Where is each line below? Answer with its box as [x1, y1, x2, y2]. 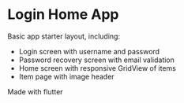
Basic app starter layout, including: [7, 31, 120, 41]
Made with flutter [7, 86, 64, 96]
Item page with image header [18, 72, 115, 81]
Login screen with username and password [18, 46, 160, 56]
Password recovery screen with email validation [18, 55, 175, 64]
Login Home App [7, 6, 119, 24]
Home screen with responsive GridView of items [18, 63, 177, 72]
